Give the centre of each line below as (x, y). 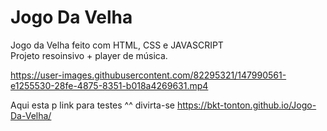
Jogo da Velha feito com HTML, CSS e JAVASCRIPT (117, 45)
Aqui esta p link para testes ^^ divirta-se (92, 105)
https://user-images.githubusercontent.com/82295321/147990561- (148, 75)
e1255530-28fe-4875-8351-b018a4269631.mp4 (109, 85)
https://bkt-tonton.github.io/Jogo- (246, 105)
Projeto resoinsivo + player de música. (89, 55)
